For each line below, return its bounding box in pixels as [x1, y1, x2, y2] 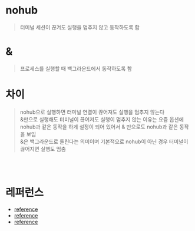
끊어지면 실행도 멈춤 [19, 145, 66, 152]
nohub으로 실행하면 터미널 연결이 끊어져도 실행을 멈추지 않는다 [19, 108, 165, 115]
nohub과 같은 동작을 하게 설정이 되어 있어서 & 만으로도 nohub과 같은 [19, 123, 179, 130]
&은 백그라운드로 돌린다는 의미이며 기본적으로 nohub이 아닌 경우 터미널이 [19, 138, 189, 145]
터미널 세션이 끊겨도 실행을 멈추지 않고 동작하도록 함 [19, 24, 140, 31]
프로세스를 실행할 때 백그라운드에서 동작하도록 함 [19, 65, 132, 72]
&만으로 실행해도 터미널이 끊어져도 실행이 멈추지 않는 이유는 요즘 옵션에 [19, 115, 184, 123]
